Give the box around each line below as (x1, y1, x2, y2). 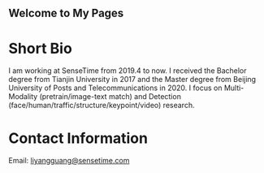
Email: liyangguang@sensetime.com (8, 156, 130, 166)
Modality (8, 92, 38, 102)
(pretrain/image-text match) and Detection (39, 92, 181, 102)
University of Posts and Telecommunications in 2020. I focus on (8, 83, 223, 93)
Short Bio (8, 39, 73, 58)
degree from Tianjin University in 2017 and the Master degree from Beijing (8, 75, 257, 84)
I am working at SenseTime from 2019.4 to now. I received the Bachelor (8, 66, 247, 76)
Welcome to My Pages (8, 6, 124, 20)
